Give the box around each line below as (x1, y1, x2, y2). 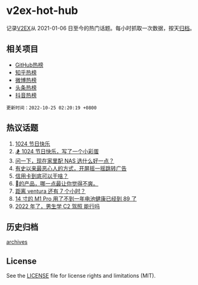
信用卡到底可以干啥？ (15, 172, 68, 179)
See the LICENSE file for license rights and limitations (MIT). (6, 272, 156, 280)
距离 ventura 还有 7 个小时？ (15, 187, 86, 195)
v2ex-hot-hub (6, 4, 79, 18)
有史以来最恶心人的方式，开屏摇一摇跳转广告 (15, 164, 127, 172)
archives (6, 238, 28, 246)
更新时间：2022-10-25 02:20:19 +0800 (6, 104, 97, 111)
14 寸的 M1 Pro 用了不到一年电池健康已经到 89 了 (15, 195, 137, 202)
